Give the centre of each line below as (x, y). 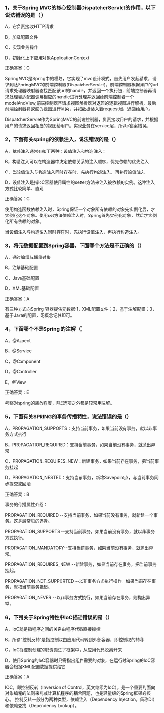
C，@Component (23, 361)
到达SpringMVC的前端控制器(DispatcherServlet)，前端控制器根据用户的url (83, 85)
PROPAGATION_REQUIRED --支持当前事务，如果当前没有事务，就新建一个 (79, 515)
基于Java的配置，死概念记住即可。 (40, 315)
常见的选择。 (39, 521)
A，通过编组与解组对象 (28, 257)
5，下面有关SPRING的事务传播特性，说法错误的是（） (69, 417)
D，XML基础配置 (22, 288)
